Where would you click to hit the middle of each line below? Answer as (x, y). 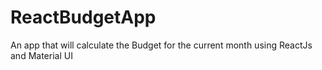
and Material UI (41, 55)
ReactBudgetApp (83, 17)
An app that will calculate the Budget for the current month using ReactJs (161, 45)
